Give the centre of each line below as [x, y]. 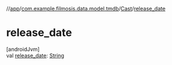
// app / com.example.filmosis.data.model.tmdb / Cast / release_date [86, 9]
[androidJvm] [23, 49]
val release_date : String [35, 55]
